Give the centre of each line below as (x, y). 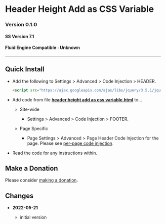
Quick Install (25, 69)
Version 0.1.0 (21, 25)
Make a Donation (32, 168)
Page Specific (34, 128)
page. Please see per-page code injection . (70, 143)
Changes (19, 196)
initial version (33, 217)
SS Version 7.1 (20, 36)
